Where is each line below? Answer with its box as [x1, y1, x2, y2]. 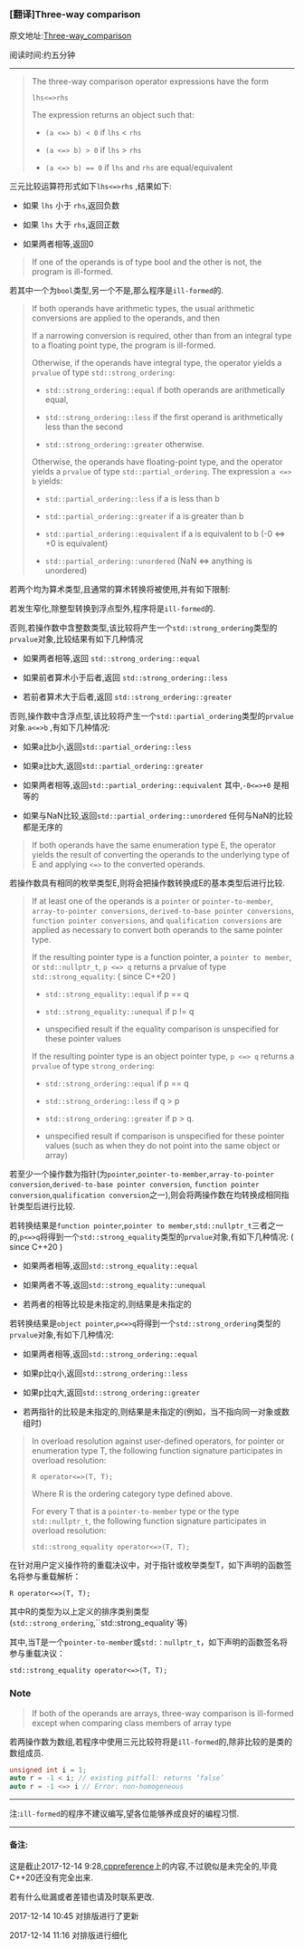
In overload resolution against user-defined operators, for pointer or [31, 1435, 285, 1446]
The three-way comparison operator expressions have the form [31, 76, 270, 87]
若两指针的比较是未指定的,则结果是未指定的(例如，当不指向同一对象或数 [22, 1407, 290, 1417]
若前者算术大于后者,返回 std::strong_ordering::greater [22, 691, 233, 703]
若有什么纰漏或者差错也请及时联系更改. [9, 1891, 156, 1903]
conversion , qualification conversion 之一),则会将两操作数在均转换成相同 [9, 1189, 282, 1201]
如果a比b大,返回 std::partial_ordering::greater [22, 761, 204, 772]
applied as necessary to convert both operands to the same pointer [31, 925, 283, 936]
